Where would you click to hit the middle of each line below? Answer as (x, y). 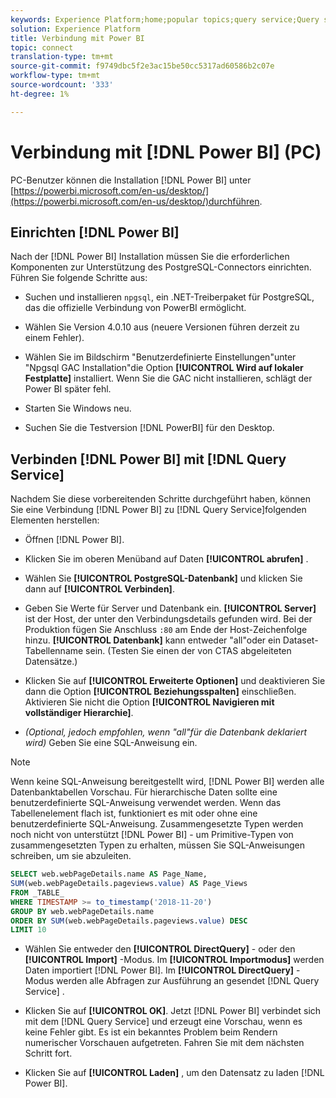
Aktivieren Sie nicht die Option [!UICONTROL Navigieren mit (149, 702)
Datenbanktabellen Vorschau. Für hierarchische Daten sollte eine (144, 792)
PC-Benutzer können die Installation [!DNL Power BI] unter (131, 180)
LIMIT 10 (28, 930)
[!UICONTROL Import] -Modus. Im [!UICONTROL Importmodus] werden (174, 960)
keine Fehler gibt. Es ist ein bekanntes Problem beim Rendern (151, 1032)
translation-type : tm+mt (62, 57)
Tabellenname (54, 651)
